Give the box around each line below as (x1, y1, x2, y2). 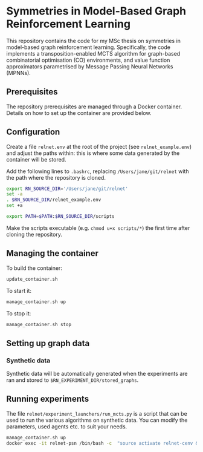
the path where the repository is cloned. (6, 174, 106, 181)
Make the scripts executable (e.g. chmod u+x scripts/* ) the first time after (6, 224, 190, 231)
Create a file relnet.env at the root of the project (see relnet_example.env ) (6, 143, 192, 150)
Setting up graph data (6, 338, 90, 349)
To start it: (6, 287, 32, 294)
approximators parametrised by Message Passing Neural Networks (6, 62, 173, 70)
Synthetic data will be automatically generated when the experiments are (6, 370, 188, 378)
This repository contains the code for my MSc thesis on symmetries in (6, 37, 181, 44)
